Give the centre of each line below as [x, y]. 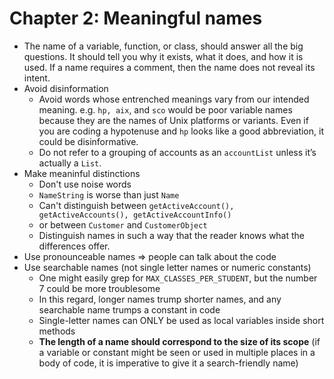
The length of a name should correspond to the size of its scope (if [179, 341]
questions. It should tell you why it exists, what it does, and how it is [163, 56]
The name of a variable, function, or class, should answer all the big [163, 46]
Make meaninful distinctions [82, 173]
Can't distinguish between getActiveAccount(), [136, 205]
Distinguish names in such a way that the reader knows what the [172, 235]
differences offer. [74, 246]
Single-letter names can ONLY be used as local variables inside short [181, 320]
